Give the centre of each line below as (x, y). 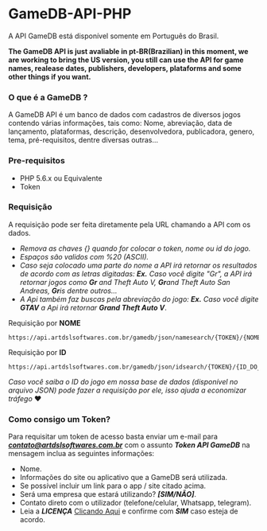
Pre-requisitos (37, 161)
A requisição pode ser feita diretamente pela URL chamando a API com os (130, 225)
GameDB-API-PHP (70, 14)
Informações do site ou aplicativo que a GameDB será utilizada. (124, 478)
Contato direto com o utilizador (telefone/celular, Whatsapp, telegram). (135, 503)
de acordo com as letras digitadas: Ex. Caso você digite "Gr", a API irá (136, 273)
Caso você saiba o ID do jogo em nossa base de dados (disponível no (123, 381)
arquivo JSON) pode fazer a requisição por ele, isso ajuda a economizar (127, 390)
